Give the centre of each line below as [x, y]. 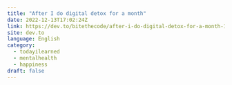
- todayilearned [37, 52]
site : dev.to [26, 33]
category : [21, 45]
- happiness [31, 64]
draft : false [26, 71]
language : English [33, 39]
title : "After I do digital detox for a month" [77, 13]
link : [15, 26]
